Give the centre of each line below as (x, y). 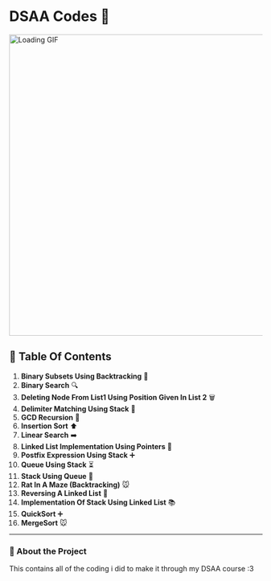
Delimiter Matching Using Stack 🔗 (78, 408)
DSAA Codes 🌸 (60, 16)
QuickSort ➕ (42, 513)
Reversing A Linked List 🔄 (64, 493)
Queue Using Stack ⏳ (57, 464)
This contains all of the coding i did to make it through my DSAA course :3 (131, 569)
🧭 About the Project (48, 551)
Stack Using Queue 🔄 (57, 476)
